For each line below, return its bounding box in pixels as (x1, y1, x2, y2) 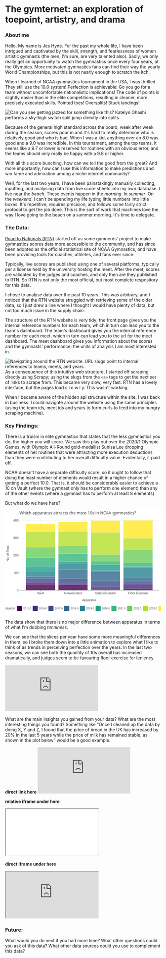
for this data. (5, 282, 31, 288)
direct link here (5, 789, 37, 795)
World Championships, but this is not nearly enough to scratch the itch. (5, 69, 150, 75)
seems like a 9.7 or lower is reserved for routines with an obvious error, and (5, 145, 159, 152)
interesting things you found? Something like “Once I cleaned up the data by (5, 721, 160, 727)
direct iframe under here (5, 861, 56, 867)
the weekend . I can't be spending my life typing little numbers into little (5, 196, 149, 202)
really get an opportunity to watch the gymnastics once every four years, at (5, 58, 159, 65)
